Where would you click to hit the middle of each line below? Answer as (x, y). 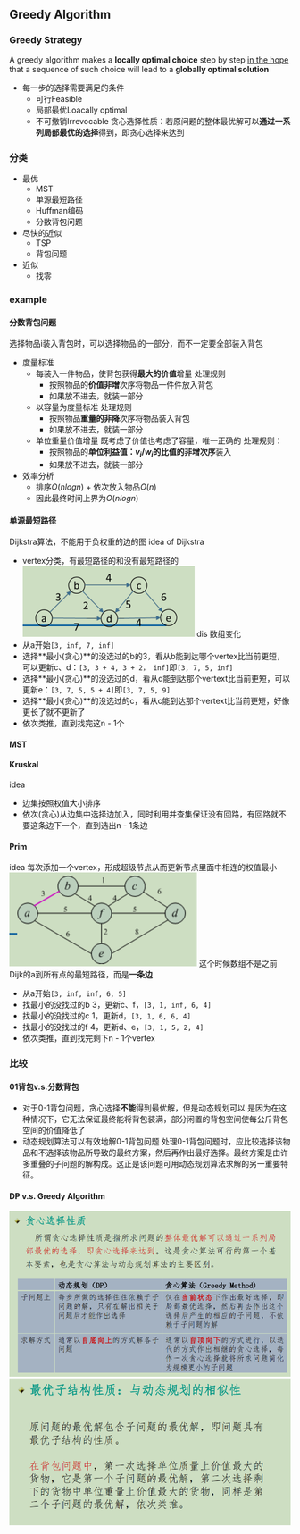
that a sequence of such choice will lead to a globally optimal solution (139, 69)
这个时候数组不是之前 (238, 963)
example (28, 299)
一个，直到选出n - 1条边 (105, 825)
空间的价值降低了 (54, 1130)
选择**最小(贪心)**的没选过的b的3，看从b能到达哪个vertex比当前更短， (154, 657)
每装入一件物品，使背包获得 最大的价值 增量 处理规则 (130, 373)
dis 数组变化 (219, 634)
